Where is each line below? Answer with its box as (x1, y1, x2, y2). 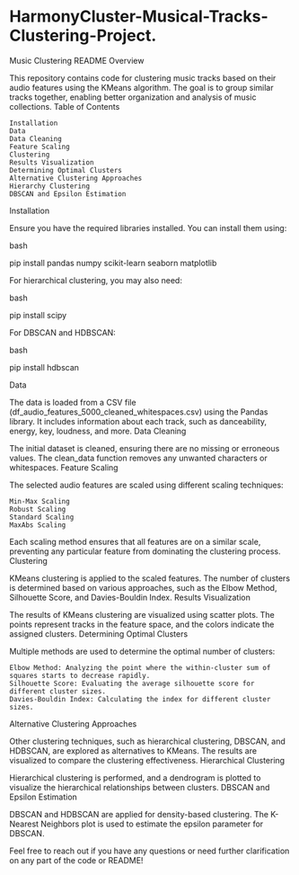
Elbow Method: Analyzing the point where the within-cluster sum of (9, 663, 271, 672)
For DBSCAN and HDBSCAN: (9, 326, 117, 338)
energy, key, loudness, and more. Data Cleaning (9, 425, 187, 436)
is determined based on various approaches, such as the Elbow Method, (9, 582, 277, 593)
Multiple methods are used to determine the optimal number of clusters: (9, 646, 276, 656)
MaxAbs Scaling (9, 520, 66, 530)
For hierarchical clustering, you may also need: (9, 274, 182, 285)
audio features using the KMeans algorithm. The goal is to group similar (9, 82, 274, 93)
